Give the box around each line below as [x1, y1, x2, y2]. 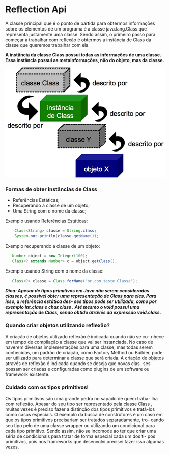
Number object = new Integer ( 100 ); [12, 253, 88, 259]
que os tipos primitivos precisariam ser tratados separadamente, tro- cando [5, 417, 164, 423]
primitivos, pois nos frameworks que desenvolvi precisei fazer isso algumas [5, 439, 164, 445]
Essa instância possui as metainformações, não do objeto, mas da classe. [5, 57, 164, 63]
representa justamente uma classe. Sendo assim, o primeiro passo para [5, 31, 156, 37]
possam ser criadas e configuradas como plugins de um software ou [5, 366, 150, 372]
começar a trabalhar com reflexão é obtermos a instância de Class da [5, 37, 152, 43]
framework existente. [5, 371, 50, 377]
